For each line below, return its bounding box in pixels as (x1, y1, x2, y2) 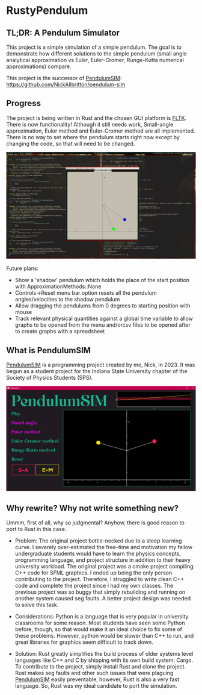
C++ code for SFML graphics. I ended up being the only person (14, 569, 173, 576)
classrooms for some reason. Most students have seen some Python (14, 619, 185, 626)
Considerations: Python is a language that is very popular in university (14, 613, 189, 620)
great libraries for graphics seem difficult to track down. (14, 638, 153, 646)
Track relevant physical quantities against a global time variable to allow (14, 315, 194, 322)
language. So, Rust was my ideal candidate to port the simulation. (14, 682, 177, 689)
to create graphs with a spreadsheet (14, 328, 105, 335)
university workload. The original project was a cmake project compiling (14, 563, 194, 570)
